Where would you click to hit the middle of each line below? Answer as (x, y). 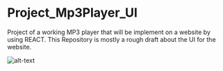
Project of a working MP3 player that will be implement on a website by (109, 32)
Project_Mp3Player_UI (72, 13)
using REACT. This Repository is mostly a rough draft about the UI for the (112, 39)
